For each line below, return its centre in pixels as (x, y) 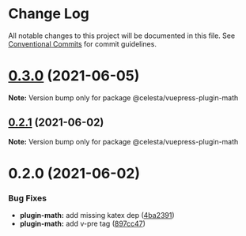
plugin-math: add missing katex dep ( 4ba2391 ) (97, 215)
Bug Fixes (28, 198)
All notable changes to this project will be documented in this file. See (122, 36)
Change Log (49, 14)
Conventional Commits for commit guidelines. (82, 43)
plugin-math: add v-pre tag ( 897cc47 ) (83, 224)
